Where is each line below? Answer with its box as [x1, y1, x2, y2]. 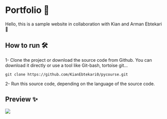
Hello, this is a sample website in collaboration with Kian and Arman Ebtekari [5, 21, 162, 27]
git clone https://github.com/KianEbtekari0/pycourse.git [5, 72, 128, 77]
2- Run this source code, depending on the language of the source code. [5, 81, 156, 87]
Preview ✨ [5, 95, 38, 104]
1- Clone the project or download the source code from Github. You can [5, 57, 152, 63]
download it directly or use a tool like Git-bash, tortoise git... [5, 62, 128, 68]
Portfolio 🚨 [5, 4, 50, 16]
